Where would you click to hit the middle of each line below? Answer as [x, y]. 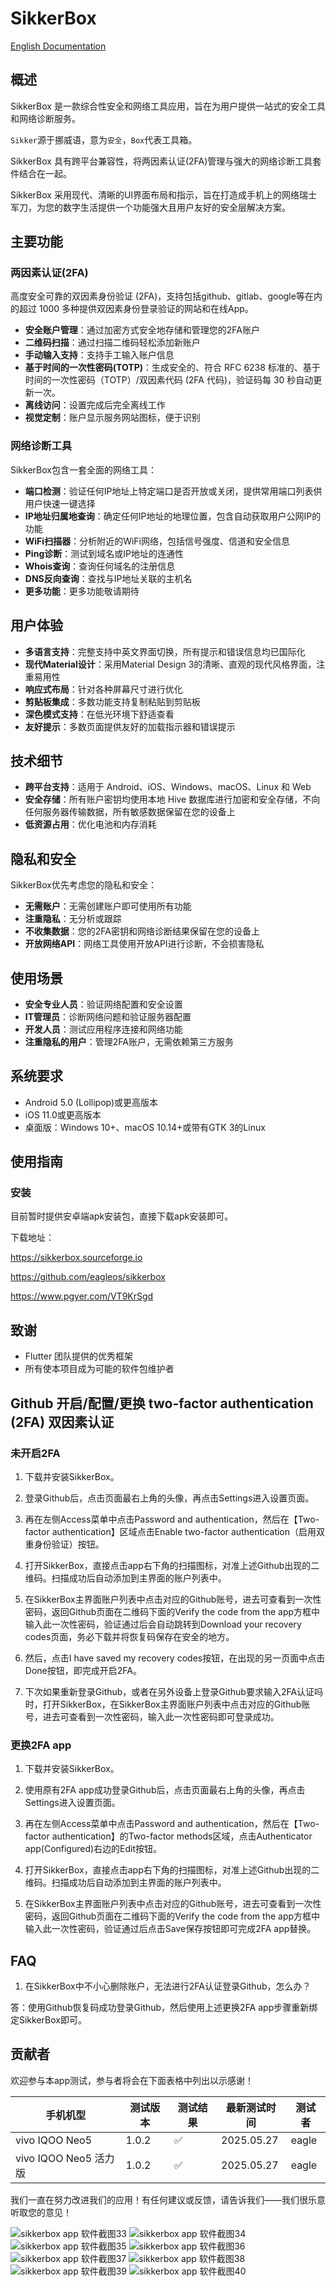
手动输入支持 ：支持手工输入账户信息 [99, 355]
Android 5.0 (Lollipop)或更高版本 [91, 1102]
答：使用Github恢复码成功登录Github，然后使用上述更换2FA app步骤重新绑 [164, 2008]
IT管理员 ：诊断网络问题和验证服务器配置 [108, 1016]
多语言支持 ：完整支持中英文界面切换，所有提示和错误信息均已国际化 [165, 651]
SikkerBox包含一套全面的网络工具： [83, 469]
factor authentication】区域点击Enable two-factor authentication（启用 [170, 1531]
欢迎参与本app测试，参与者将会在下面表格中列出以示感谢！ [132, 2080]
